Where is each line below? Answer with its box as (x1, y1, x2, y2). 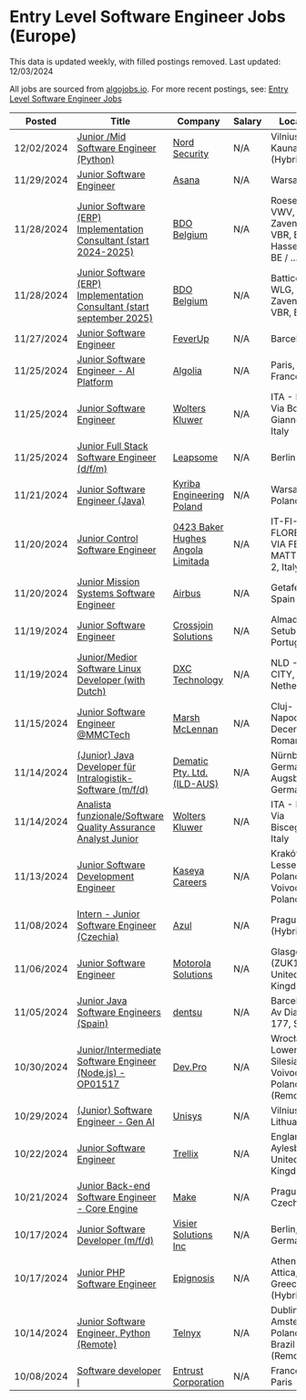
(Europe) (9, 26, 77, 47)
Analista (76, 797, 112, 810)
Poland (172, 500, 203, 512)
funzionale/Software (76, 809, 164, 822)
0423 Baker (172, 521, 224, 533)
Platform (76, 375, 114, 388)
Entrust (172, 1363, 204, 1376)
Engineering (172, 489, 225, 501)
